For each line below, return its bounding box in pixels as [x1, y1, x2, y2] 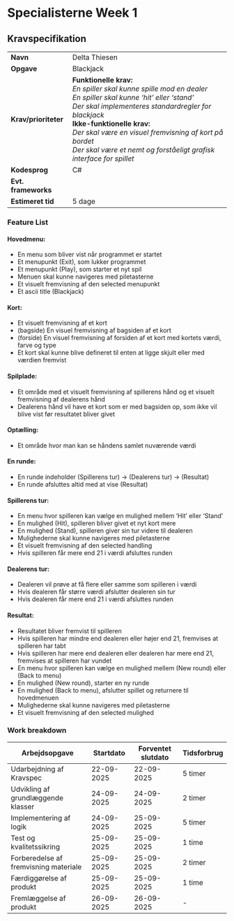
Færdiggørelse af [10, 873, 68, 883]
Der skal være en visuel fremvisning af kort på [72, 128, 224, 137]
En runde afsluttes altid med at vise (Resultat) [17, 480, 148, 488]
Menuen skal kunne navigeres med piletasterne [17, 272, 154, 281]
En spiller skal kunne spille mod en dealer [72, 84, 208, 94]
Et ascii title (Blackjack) [17, 288, 84, 296]
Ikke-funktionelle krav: [72, 119, 151, 128]
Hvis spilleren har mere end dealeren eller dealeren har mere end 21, [17, 649, 214, 657]
